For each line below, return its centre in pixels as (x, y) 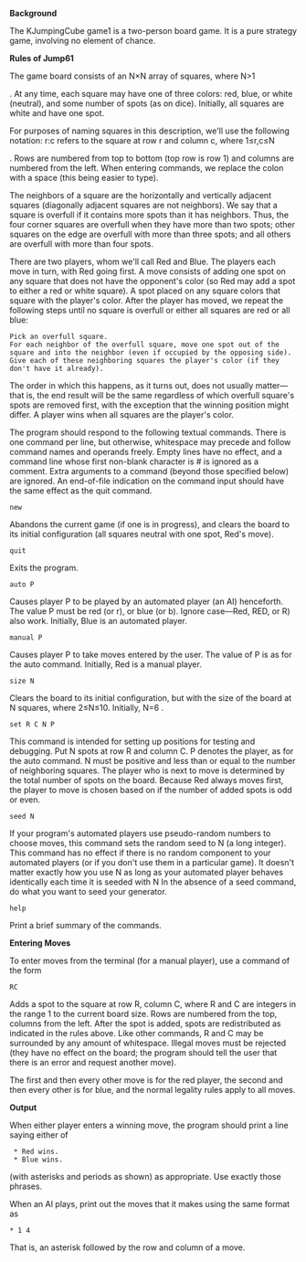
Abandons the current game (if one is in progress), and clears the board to (150, 524)
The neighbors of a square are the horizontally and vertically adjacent (141, 195)
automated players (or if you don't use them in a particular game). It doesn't (152, 862)
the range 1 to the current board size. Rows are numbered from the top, (143, 1014)
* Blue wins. (38, 1160)
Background (33, 13)
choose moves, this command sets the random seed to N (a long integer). (148, 843)
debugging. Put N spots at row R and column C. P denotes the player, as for (152, 751)
